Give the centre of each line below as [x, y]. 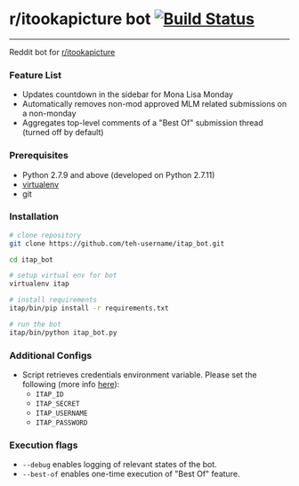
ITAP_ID [49, 394]
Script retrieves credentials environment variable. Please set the [139, 375]
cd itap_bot [31, 259]
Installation [34, 216]
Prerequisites [39, 156]
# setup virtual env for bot [63, 276]
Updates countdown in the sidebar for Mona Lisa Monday [128, 94]
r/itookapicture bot [80, 19]
